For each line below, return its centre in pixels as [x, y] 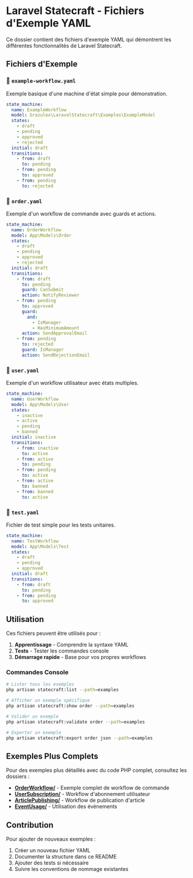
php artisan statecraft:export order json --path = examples [80, 738]
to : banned [35, 486]
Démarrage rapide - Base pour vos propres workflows [80, 657]
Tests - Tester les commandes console [62, 651]
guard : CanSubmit [43, 290]
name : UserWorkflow [35, 399]
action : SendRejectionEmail [56, 355]
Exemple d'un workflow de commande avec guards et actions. [81, 213]
